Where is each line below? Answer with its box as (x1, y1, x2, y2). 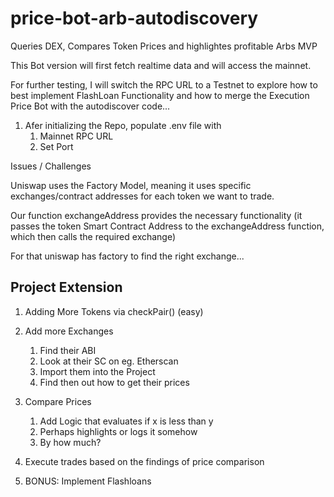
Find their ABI (39, 344, 97, 356)
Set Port (39, 140, 74, 152)
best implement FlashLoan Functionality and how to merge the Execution (10, 89, 310, 101)
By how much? (39, 436, 102, 448)
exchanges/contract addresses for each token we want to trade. (10, 190, 275, 202)
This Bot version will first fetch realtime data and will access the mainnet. (10, 59, 312, 71)
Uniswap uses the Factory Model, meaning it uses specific (10, 179, 252, 191)
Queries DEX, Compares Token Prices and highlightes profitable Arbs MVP (10, 40, 318, 52)
